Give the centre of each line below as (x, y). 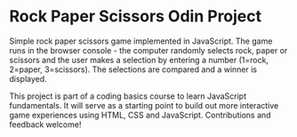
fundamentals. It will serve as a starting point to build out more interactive (144, 105)
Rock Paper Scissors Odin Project (136, 16)
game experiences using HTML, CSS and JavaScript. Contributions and (140, 115)
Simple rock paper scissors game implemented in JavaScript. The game (141, 41)
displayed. (28, 78)
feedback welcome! (45, 124)
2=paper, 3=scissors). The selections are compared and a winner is (133, 69)
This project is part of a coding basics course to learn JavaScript (128, 96)
